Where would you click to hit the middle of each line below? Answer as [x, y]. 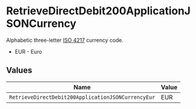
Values [19, 71]
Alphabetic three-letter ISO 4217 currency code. [65, 40]
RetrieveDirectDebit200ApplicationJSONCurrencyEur [82, 97]
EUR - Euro [29, 51]
